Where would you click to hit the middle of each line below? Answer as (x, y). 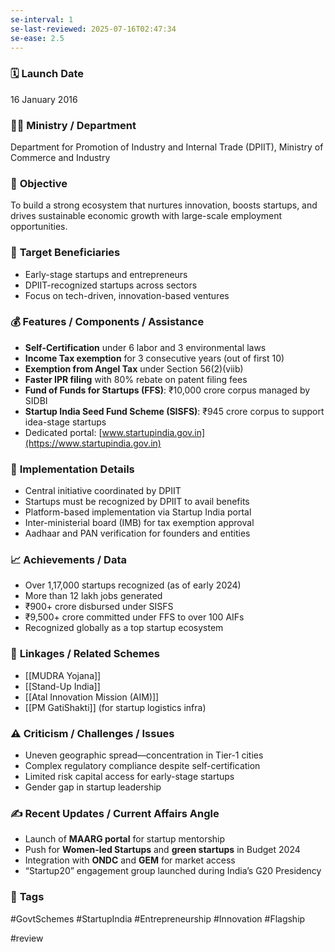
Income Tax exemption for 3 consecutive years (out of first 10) (154, 358)
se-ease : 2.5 (37, 38)
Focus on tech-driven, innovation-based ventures (127, 295)
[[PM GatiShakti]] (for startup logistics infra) (115, 707)
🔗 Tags (27, 897)
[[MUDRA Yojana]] (63, 675)
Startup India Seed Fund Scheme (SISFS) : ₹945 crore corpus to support (174, 411)
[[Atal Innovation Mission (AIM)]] (92, 697)
